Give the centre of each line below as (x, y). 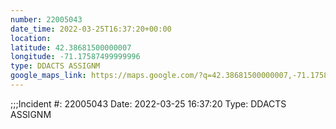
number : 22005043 (46, 19)
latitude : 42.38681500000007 (71, 47)
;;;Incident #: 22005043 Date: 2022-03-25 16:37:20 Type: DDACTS (148, 103)
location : (31, 38)
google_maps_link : (48, 76)
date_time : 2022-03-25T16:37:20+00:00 (91, 29)
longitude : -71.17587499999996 (75, 57)
